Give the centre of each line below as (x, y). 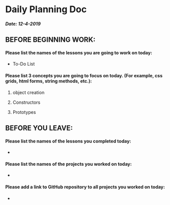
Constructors (26, 102)
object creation (29, 92)
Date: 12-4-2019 (23, 23)
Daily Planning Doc (46, 9)
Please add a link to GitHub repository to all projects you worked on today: (85, 187)
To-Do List (24, 64)
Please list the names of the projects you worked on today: (69, 164)
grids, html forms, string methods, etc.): (49, 81)
